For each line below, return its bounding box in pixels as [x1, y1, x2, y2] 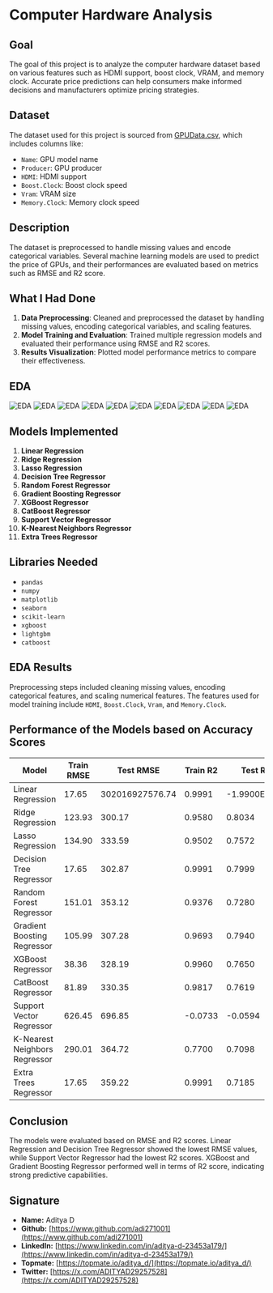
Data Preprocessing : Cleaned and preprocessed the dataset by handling [20, 313, 265, 323]
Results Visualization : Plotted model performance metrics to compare [20, 347, 257, 357]
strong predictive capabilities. [9, 1170, 109, 1180]
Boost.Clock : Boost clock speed [20, 180, 128, 189]
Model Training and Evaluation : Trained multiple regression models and [20, 330, 262, 340]
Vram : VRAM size [20, 189, 76, 198]
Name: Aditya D [20, 1215, 75, 1225]
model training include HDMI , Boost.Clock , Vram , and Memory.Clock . [9, 699, 227, 709]
